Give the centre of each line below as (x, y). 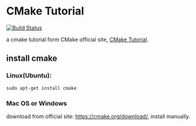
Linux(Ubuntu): (29, 75)
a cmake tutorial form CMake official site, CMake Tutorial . (77, 39)
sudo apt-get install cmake (42, 88)
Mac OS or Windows (37, 103)
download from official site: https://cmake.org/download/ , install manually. (98, 116)
